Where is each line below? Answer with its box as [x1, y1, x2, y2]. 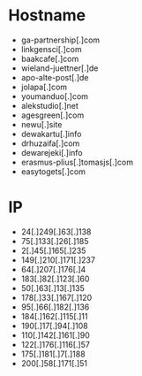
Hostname [8, 5, 86, 26]
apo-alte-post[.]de [20, 72, 89, 82]
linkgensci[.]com [20, 43, 82, 54]
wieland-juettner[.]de [20, 63, 99, 73]
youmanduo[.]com [20, 90, 89, 102]
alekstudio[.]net [20, 100, 78, 111]
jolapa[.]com [20, 81, 68, 92]
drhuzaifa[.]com [20, 138, 80, 149]
